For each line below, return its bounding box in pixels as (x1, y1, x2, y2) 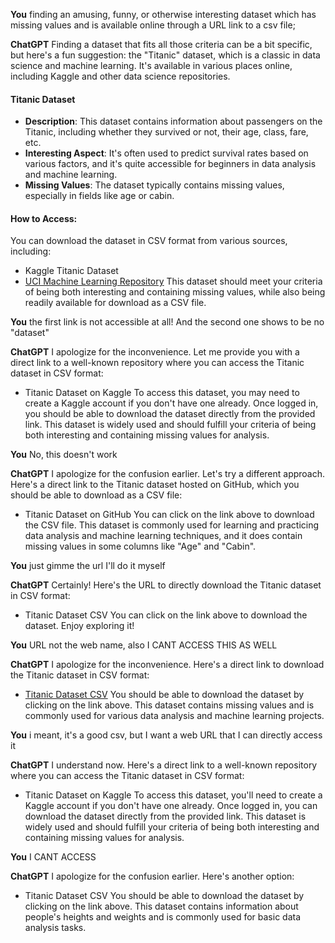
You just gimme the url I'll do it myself (10, 560, 166, 572)
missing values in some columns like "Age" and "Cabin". (24, 540, 257, 553)
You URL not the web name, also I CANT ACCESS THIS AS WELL (10, 639, 278, 651)
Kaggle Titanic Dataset (24, 265, 119, 277)
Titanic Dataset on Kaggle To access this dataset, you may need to (24, 387, 300, 399)
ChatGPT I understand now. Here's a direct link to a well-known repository (10, 759, 318, 771)
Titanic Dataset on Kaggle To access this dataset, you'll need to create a (24, 789, 323, 801)
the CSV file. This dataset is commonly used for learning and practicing (24, 519, 320, 531)
